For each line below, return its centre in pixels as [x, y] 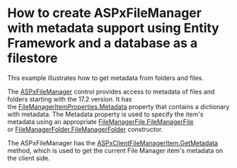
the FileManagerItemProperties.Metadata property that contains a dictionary [118, 106]
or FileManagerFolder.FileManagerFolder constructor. [85, 129]
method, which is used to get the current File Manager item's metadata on [115, 150]
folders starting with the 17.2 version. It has [70, 99]
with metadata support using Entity [113, 28]
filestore [33, 58]
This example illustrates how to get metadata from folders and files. [105, 78]
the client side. [29, 158]
